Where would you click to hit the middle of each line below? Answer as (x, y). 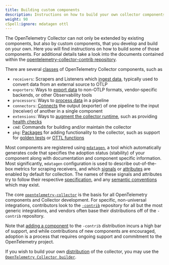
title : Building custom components (43, 10)
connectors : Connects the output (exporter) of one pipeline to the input (86, 106)
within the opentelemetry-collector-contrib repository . (61, 60)
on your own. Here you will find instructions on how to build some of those (82, 49)
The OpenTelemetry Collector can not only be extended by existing (75, 38)
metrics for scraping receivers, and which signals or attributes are (82, 169)
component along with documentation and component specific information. (83, 158)
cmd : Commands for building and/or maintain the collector (72, 127)
